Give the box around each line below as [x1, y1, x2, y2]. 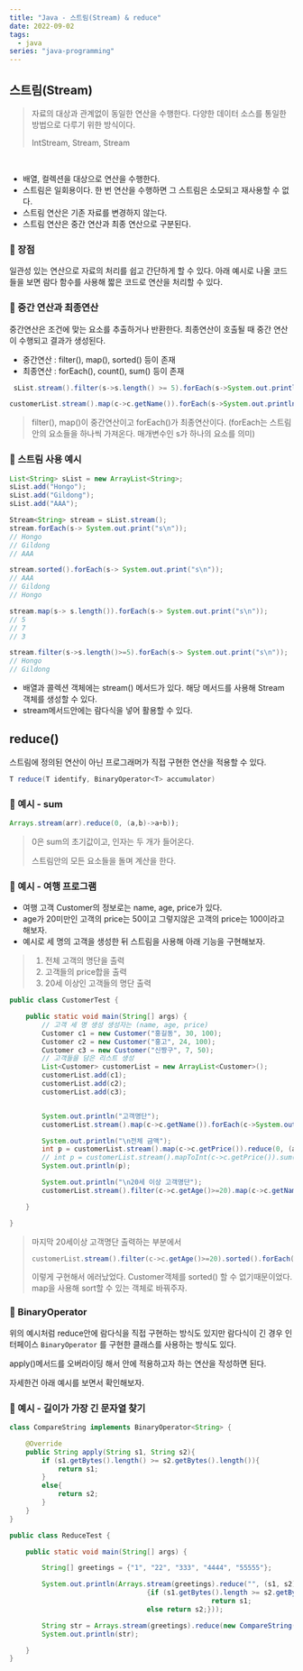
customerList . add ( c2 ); [41, 1079, 127, 1088]
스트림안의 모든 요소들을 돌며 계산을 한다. [31, 855, 177, 866]
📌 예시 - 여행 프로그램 [9, 880, 97, 893]
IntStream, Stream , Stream [31, 137, 131, 148]
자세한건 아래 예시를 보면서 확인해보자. [9, 1377, 144, 1388]
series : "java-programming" [9, 47, 115, 56]
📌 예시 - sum [9, 797, 63, 810]
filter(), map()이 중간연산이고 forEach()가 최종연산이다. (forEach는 [31, 417, 268, 428]
